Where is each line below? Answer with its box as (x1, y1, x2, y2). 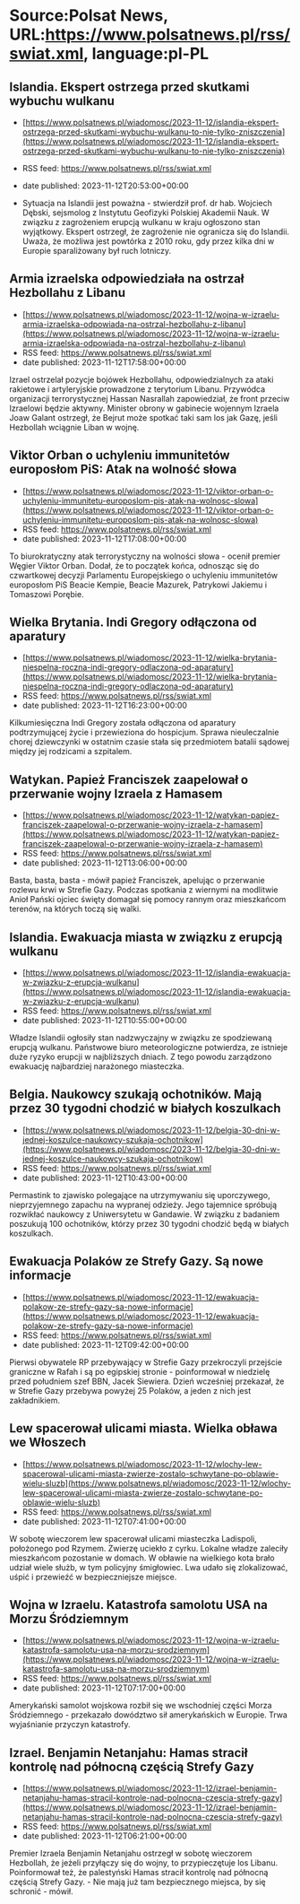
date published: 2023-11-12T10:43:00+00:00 (21, 1172, 188, 1183)
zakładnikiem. (9, 1395, 61, 1405)
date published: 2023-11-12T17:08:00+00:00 (21, 533, 187, 543)
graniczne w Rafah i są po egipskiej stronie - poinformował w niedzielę (9, 1366, 270, 1377)
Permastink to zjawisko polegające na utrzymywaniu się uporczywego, (9, 1189, 270, 1200)
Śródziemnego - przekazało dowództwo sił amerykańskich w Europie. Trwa (9, 1709, 288, 1720)
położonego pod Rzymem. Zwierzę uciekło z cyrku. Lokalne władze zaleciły (9, 1543, 288, 1553)
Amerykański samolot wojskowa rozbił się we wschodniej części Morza (9, 1700, 272, 1711)
